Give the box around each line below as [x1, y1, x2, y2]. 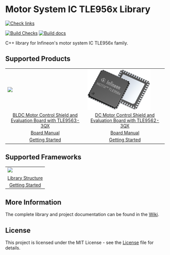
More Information [5, 198, 62, 206]
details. [5, 245, 21, 251]
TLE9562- [136, 117, 159, 123]
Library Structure [7, 175, 43, 181]
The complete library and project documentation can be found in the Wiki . [5, 211, 159, 218]
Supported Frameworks [5, 153, 82, 161]
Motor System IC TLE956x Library [5, 4, 151, 15]
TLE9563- [57, 117, 80, 123]
